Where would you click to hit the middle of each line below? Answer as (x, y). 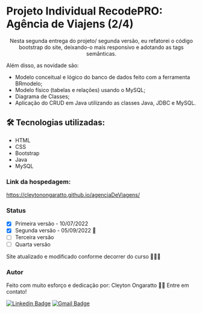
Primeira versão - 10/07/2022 (52, 224)
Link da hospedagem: (39, 182)
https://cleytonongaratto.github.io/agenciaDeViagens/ (73, 195)
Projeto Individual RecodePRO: (84, 11)
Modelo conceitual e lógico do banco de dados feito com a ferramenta (103, 77)
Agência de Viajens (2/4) (70, 24)
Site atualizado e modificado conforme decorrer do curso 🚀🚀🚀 (84, 256)
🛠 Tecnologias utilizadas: (56, 123)
